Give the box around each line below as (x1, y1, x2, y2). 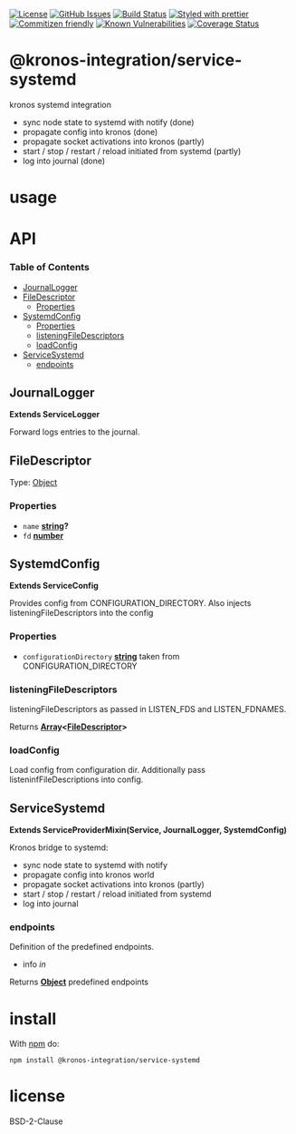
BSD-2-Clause (9, 1116, 63, 1127)
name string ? (22, 520, 70, 531)
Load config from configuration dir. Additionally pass (9, 765, 206, 776)
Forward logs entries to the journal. (9, 426, 140, 437)
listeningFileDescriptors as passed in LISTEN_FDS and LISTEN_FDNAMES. (9, 703, 287, 714)
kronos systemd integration (9, 99, 111, 110)
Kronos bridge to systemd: (9, 842, 109, 853)
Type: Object (9, 477, 58, 488)
